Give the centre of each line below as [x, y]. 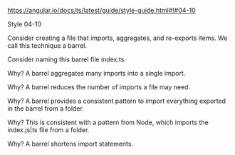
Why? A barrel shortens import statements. [70, 144]
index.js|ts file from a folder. [48, 130]
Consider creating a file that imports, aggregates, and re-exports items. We [117, 38]
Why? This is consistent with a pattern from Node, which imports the [108, 122]
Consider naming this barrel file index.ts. [67, 59]
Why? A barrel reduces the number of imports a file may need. [99, 87]
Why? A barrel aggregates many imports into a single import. [96, 73]
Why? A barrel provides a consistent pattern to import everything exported [117, 101]
